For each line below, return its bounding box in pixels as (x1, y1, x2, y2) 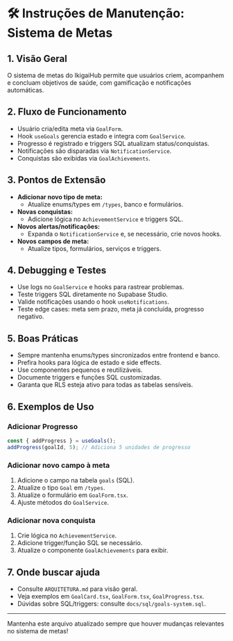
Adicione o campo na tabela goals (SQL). (17, 476, 135, 484)
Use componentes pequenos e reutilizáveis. (17, 366, 143, 374)
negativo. (17, 312, 44, 320)
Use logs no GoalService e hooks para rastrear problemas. (17, 283, 184, 291)
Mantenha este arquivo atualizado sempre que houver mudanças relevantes (7, 619, 225, 628)
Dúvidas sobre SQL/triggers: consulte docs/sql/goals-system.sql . (17, 599, 207, 608)
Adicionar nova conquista (7, 515, 96, 525)
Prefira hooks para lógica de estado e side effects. (17, 359, 162, 367)
